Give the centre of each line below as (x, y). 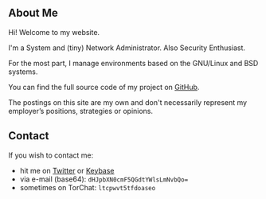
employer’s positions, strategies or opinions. (81, 111)
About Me (33, 13)
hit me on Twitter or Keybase (67, 170)
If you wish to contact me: (51, 155)
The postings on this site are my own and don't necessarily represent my (128, 102)
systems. (23, 72)
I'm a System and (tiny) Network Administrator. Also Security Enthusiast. (127, 48)
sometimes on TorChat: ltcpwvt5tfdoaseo (88, 187)
